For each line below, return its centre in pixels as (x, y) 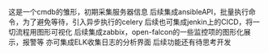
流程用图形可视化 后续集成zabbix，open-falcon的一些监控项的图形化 (130, 32)
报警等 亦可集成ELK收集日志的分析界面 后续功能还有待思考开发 (127, 42)
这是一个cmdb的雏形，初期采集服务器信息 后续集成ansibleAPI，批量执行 (129, 12)
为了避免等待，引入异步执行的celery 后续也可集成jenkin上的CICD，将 (138, 22)
